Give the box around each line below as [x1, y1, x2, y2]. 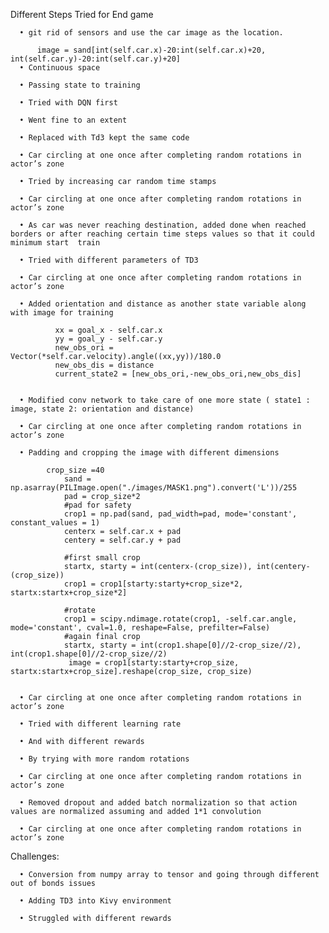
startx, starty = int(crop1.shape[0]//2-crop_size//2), [63, 640, 302, 650]
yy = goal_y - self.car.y [54, 334, 163, 344]
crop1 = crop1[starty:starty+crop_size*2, [63, 579, 244, 589]
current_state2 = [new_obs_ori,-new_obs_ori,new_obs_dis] [54, 369, 302, 379]
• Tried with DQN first [19, 98, 118, 108]
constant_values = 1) [10, 518, 101, 528]
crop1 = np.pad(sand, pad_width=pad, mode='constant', [63, 509, 298, 519]
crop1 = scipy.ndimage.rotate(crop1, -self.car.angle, [63, 614, 298, 624]
